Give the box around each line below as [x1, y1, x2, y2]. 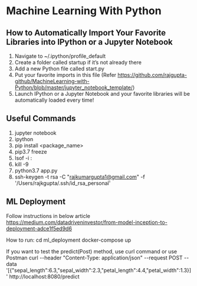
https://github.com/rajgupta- [117, 71, 188, 78]
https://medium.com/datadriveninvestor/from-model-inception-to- [6, 219, 168, 226]
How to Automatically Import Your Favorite [6, 28, 166, 38]
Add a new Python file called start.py [14, 65, 105, 72]
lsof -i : [14, 154, 32, 161]
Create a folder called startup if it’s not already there [14, 59, 142, 66]
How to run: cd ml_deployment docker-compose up [6, 236, 132, 243]
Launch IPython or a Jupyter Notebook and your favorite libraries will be [14, 90, 191, 97]
